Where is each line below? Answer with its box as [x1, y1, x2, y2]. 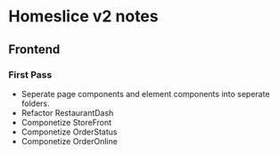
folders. [21, 98, 50, 109]
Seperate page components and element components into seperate [21, 88, 270, 99]
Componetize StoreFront [21, 117, 112, 127]
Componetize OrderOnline [21, 135, 118, 146]
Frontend [8, 42, 61, 57]
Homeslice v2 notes [8, 6, 159, 27]
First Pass [8, 69, 53, 81]
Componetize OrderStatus [21, 126, 118, 137]
